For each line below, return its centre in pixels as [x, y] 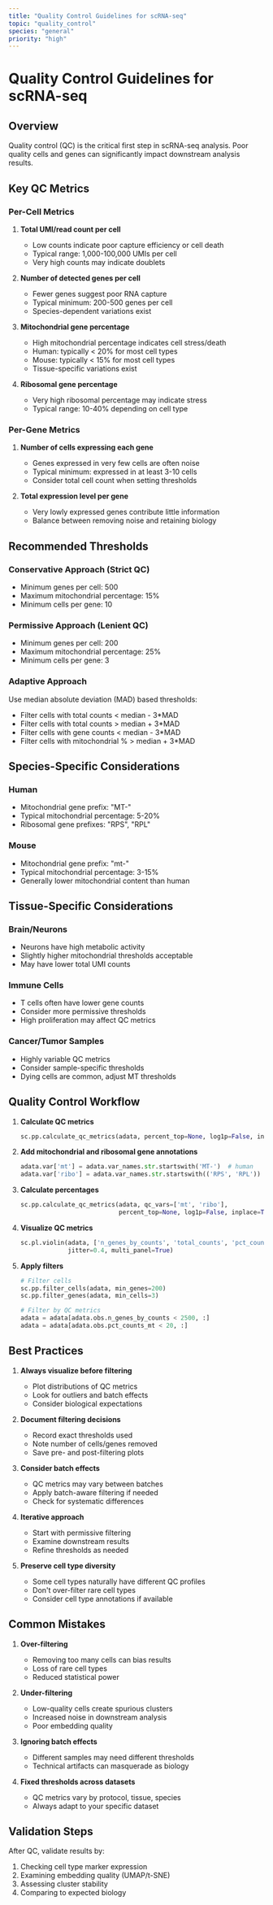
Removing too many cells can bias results [102, 1659]
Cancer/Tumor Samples [56, 1042]
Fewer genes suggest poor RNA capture [100, 294]
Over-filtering [44, 1644]
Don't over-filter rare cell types [84, 1590]
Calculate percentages [59, 1190]
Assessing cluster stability [64, 1884]
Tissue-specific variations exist [84, 368]
